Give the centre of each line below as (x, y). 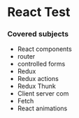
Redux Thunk (36, 86)
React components (44, 49)
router (26, 57)
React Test (39, 12)
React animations (42, 108)
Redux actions (38, 79)
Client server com (43, 94)
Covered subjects (38, 34)
